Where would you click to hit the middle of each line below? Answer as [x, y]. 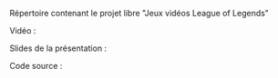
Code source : [36, 66]
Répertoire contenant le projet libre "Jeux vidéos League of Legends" [139, 13]
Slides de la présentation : [58, 48]
